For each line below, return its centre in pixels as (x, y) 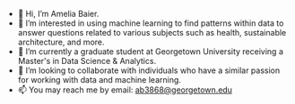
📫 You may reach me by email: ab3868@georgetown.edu (125, 90)
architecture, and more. (61, 42)
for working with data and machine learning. (100, 80)
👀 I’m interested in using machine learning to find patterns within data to (151, 23)
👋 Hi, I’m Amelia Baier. (58, 14)
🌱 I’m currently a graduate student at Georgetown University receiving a (151, 52)
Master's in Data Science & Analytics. (87, 61)
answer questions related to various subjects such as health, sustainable (152, 32)
